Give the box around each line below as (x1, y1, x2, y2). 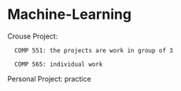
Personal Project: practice (7, 74, 91, 83)
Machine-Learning (7, 5, 131, 24)
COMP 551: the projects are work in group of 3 (14, 46, 174, 54)
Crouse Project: (7, 31, 58, 41)
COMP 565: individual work (14, 60, 103, 68)
